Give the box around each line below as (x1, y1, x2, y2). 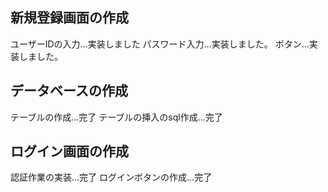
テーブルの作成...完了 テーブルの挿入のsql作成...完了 (10, 111, 223, 123)
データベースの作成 (10, 83, 128, 100)
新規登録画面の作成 (10, 9, 129, 27)
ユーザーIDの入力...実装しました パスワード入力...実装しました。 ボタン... (10, 38, 310, 50)
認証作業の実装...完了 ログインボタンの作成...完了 (10, 171, 213, 183)
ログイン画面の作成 (10, 143, 129, 160)
